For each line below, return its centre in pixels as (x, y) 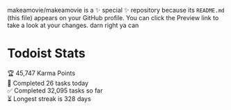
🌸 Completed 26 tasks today (48, 83)
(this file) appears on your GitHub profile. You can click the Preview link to (113, 18)
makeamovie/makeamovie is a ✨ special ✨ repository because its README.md (116, 10)
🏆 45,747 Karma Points (41, 73)
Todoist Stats (46, 53)
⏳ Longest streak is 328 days (49, 99)
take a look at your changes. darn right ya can (73, 25)
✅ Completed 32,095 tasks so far (55, 91)
